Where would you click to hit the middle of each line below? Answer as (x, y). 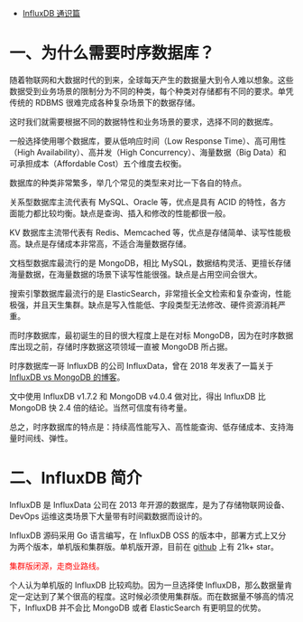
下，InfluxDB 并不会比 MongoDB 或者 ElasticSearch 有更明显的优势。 (138, 608)
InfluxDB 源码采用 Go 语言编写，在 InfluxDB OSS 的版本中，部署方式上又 (144, 535)
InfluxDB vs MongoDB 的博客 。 (67, 377)
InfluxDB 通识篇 (51, 13)
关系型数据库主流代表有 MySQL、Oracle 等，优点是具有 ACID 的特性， (140, 202)
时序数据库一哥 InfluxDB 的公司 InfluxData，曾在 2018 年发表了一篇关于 (142, 365)
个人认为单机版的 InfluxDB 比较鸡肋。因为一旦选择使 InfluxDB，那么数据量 (147, 585)
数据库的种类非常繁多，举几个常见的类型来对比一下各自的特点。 (128, 183)
